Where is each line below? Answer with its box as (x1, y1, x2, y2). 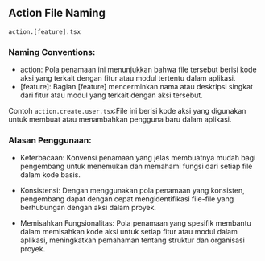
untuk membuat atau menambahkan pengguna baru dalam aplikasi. (8, 114, 232, 124)
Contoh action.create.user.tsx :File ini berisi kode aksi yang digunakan (8, 106, 246, 116)
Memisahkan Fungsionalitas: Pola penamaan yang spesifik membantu (19, 218, 251, 228)
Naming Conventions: (8, 46, 96, 57)
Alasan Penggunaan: (8, 135, 92, 146)
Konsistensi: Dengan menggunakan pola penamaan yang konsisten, (19, 185, 246, 196)
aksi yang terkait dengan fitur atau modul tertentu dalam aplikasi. (19, 73, 236, 83)
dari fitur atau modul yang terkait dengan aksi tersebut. (19, 90, 203, 100)
